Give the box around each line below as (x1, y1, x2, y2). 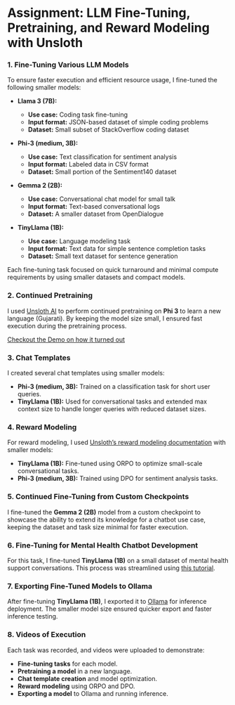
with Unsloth (7, 35, 83, 51)
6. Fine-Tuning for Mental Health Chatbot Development (7, 540, 199, 550)
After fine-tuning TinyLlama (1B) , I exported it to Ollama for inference (7, 597, 207, 606)
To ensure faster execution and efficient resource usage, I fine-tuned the (7, 76, 217, 84)
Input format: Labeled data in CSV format (27, 160, 149, 169)
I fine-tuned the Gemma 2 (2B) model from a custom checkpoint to (7, 507, 201, 516)
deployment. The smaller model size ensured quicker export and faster (7, 604, 213, 613)
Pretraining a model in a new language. (17, 666, 133, 675)
